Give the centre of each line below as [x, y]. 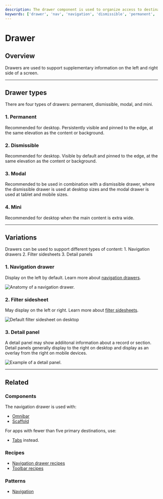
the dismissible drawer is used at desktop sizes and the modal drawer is [77, 189]
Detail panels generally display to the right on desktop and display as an [77, 348]
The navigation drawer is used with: [41, 407]
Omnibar [21, 416]
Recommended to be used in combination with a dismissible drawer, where [80, 184]
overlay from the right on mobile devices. [46, 353]
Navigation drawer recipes [39, 463]
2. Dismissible [22, 145]
